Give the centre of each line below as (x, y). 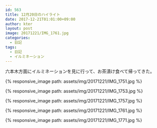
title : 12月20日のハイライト (33, 15)
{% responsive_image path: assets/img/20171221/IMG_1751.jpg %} (74, 81)
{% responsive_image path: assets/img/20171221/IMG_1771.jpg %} (74, 120)
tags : (11, 47)
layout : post (19, 29)
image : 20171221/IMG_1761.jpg (37, 33)
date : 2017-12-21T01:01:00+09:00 (40, 19)
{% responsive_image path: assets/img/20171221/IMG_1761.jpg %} (74, 110)
